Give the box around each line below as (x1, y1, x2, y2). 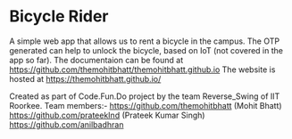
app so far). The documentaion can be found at (9, 54, 184, 65)
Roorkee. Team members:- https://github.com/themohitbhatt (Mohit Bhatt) (9, 100, 283, 110)
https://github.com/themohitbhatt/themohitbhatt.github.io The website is (9, 64, 276, 75)
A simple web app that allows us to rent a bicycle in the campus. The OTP (9, 36, 279, 46)
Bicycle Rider (9, 6, 109, 27)
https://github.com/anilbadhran (9, 119, 124, 130)
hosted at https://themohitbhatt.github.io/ (9, 73, 162, 84)
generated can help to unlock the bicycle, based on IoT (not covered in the (9, 45, 284, 55)
